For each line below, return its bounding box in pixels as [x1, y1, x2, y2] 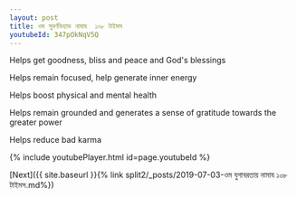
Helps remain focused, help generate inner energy [9, 72, 197, 83]
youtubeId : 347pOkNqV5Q [9, 30, 100, 39]
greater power [9, 117, 62, 127]
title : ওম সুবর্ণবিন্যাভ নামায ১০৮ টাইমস [9, 22, 123, 31]
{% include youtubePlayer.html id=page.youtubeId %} [9, 152, 211, 163]
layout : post [9, 13, 59, 23]
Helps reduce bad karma [9, 135, 102, 146]
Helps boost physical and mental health [9, 90, 157, 100]
